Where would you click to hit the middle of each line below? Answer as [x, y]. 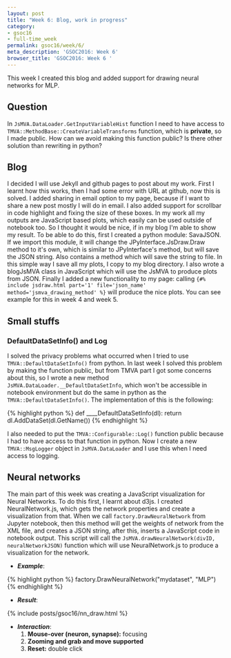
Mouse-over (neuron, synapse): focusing [87, 634]
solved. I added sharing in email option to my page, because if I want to [109, 198]
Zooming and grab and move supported [85, 641]
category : [21, 26]
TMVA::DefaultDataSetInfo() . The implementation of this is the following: [110, 400]
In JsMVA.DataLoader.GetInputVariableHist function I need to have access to [116, 123]
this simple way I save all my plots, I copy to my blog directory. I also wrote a [116, 264]
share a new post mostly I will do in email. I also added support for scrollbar [114, 206]
